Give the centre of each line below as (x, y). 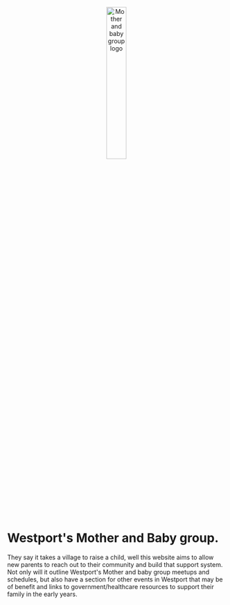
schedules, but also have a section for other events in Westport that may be (115, 579)
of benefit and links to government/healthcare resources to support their (111, 586)
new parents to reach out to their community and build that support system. (115, 564)
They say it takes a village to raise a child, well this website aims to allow (110, 557)
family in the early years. (42, 594)
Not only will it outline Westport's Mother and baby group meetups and (108, 572)
